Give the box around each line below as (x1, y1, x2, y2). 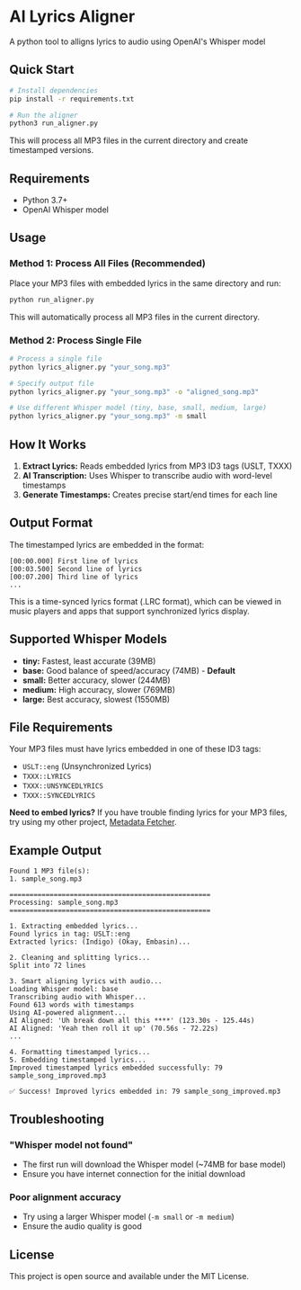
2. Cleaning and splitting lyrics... (9, 954, 151, 963)
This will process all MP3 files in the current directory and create (9, 135, 249, 146)
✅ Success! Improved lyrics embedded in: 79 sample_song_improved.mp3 (9, 1087, 281, 1097)
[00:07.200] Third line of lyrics (9, 572, 139, 581)
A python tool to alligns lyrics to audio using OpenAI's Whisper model (9, 36, 266, 47)
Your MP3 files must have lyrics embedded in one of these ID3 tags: (9, 744, 261, 755)
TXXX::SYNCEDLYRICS (22, 792, 96, 801)
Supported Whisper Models (9, 632, 168, 647)
